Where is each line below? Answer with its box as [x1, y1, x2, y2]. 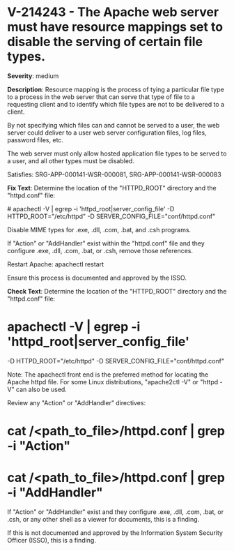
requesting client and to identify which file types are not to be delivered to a [7, 100, 225, 108]
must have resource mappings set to [7, 19, 224, 35]
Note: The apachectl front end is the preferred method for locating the [7, 370, 209, 379]
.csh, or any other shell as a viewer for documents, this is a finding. [7, 515, 200, 523]
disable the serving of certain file [7, 34, 203, 50]
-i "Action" [7, 438, 71, 454]
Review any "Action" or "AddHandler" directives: [7, 398, 146, 407]
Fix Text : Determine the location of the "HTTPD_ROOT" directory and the [7, 183, 217, 192]
